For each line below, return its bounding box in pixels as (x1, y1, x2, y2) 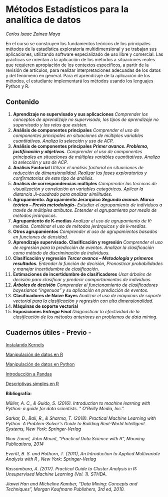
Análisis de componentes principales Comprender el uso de (12, 127, 139, 133)
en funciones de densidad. (12, 233, 68, 239)
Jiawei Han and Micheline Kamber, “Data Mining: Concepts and (5, 480, 138, 486)
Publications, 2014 (5, 441, 44, 447)
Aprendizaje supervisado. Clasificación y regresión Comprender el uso (12, 239, 163, 245)
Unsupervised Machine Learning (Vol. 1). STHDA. (5, 471, 107, 477)
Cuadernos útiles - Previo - (5, 328, 91, 337)
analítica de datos (5, 14, 81, 26)
